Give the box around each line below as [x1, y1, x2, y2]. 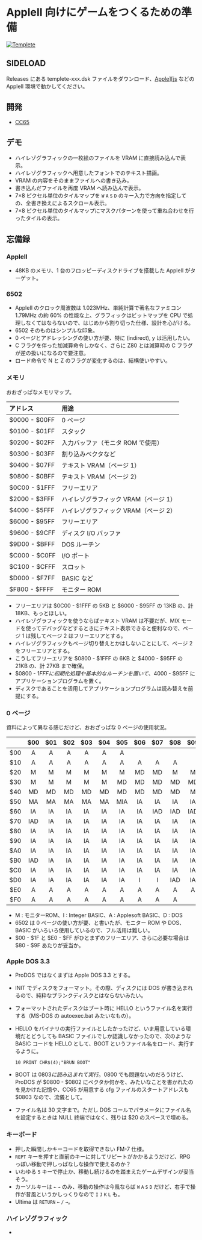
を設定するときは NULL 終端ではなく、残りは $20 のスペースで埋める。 [14, 1114, 192, 1121]
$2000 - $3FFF [9, 495, 55, 503]
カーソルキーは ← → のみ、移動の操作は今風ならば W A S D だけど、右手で [14, 1183, 191, 1190]
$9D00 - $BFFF [9, 540, 55, 548]
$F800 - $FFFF [9, 585, 54, 593]
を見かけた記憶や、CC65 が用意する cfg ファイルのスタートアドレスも [14, 1086, 189, 1094]
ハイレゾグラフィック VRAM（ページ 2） [61, 506, 177, 515]
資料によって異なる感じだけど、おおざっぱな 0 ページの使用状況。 [6, 724, 170, 731]
